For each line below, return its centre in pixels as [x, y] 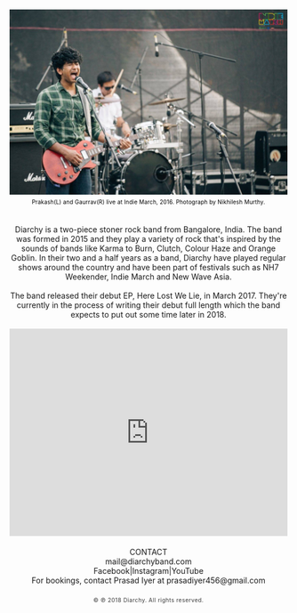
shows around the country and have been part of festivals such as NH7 [148, 267]
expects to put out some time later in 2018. [148, 315]
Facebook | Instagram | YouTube [148, 571]
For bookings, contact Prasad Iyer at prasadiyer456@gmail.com [148, 580]
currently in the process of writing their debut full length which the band [148, 305]
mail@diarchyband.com [148, 561]
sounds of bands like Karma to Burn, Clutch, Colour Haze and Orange [148, 248]
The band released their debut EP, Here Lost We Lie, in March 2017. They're [148, 295]
